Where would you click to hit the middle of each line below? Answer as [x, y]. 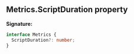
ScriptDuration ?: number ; [43, 40]
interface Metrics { [32, 35]
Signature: [19, 23]
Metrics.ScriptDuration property [67, 10]
